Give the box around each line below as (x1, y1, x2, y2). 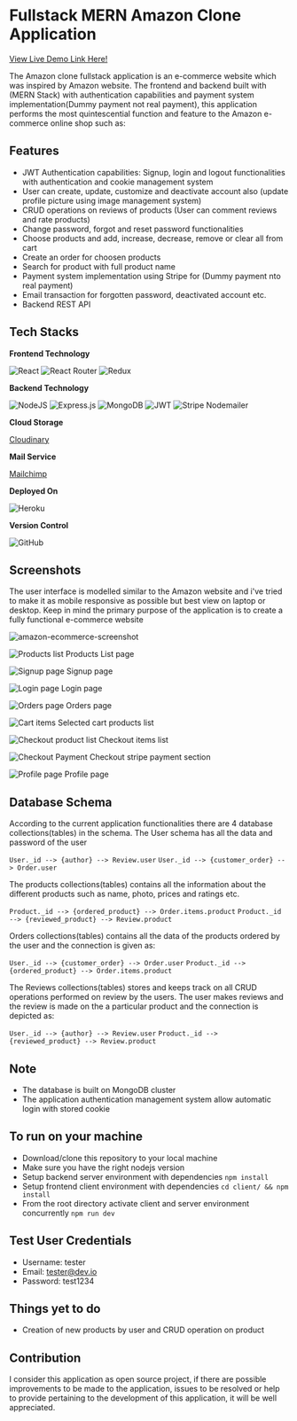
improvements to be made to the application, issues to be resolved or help (9, 1384, 281, 1394)
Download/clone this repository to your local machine (21, 1152, 218, 1163)
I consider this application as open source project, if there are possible (9, 1374, 267, 1385)
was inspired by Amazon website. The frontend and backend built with (9, 80, 267, 90)
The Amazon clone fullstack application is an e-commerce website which (9, 70, 277, 81)
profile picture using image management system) (21, 195, 202, 206)
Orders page (66, 700, 113, 711)
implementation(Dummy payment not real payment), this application (9, 98, 257, 109)
